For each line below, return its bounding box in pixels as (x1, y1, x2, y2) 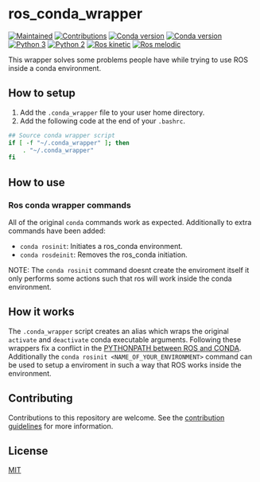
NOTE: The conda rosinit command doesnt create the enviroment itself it (8, 265, 250, 274)
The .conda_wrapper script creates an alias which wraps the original (8, 326, 229, 336)
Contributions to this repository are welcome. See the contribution (8, 413, 225, 422)
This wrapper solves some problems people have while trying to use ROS (8, 55, 249, 64)
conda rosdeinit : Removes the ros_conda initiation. (19, 250, 188, 259)
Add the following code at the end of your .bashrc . (19, 116, 185, 126)
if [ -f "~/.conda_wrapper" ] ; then (8, 138, 130, 147)
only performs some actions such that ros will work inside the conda (8, 274, 232, 283)
